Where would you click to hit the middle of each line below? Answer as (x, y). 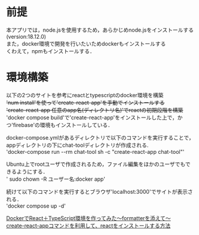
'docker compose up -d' (36, 206)
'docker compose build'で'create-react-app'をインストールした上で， (92, 117)
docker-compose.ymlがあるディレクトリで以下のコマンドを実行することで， (100, 137)
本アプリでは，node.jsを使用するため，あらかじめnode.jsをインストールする (100, 30)
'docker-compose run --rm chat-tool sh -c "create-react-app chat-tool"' (95, 151)
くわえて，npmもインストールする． (51, 51)
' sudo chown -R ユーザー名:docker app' (56, 179)
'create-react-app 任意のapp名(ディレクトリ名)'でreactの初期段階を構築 (95, 110)
